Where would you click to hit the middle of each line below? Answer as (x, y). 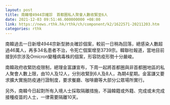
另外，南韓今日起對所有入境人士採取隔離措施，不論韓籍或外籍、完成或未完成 (85, 91)
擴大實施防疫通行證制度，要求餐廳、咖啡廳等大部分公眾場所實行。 (78, 80)
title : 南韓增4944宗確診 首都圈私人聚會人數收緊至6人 (56, 15)
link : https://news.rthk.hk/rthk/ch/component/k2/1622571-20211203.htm (82, 24)
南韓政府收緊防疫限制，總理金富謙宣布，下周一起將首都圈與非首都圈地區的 (83, 67)
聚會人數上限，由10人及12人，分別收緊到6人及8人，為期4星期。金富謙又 (85, 74)
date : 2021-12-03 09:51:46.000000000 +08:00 (53, 19)
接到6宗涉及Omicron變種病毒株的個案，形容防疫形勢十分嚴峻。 (71, 57)
